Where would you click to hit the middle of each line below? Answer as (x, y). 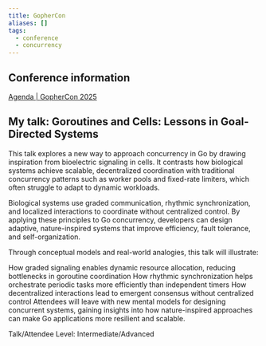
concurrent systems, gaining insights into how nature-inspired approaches (131, 310)
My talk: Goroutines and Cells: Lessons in (113, 122)
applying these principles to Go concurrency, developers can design (120, 219)
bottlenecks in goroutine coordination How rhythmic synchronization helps (131, 276)
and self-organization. (45, 237)
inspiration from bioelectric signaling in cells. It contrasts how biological (126, 162)
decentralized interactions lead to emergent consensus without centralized (131, 293)
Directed (30, 134)
